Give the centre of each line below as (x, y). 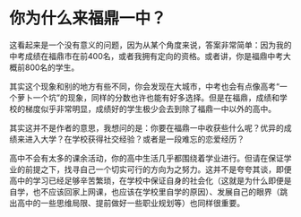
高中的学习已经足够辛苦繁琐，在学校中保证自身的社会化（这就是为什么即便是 (150, 180)
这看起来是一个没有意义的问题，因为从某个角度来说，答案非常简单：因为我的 (150, 45)
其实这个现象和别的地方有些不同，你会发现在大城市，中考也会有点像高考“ (145, 86)
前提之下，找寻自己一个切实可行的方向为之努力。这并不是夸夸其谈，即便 (158, 169)
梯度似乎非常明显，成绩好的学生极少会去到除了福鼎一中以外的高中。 (150, 108)
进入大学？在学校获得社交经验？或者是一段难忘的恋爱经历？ (134, 139)
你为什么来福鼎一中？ (88, 18)
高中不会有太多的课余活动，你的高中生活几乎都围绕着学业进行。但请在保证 (146, 158)
